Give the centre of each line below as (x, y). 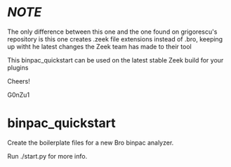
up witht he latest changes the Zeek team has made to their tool (99, 46)
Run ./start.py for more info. (47, 156)
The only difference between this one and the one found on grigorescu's (112, 32)
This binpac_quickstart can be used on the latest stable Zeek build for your (115, 60)
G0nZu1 (19, 95)
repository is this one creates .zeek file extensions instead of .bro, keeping (115, 39)
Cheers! (19, 81)
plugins (18, 67)
